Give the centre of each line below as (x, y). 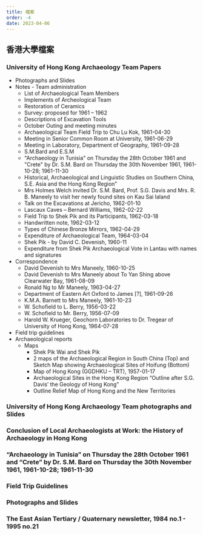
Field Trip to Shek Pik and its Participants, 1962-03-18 (91, 216)
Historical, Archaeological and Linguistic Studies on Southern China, (109, 178)
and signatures (43, 255)
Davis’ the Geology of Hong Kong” (76, 385)
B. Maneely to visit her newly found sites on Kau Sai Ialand (97, 197)
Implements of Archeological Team (68, 100)
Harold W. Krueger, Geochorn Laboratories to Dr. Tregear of (99, 320)
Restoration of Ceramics (54, 107)
